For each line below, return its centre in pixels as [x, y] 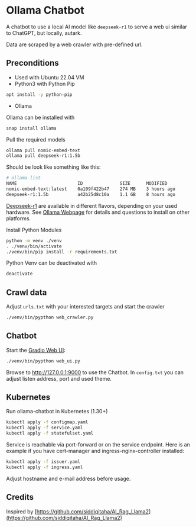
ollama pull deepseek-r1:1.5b [43, 156]
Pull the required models [36, 139]
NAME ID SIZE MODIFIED [87, 184]
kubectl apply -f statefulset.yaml [50, 433]
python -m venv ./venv [34, 240]
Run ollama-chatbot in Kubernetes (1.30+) [57, 412]
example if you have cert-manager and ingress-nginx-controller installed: [95, 451]
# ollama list [24, 178]
